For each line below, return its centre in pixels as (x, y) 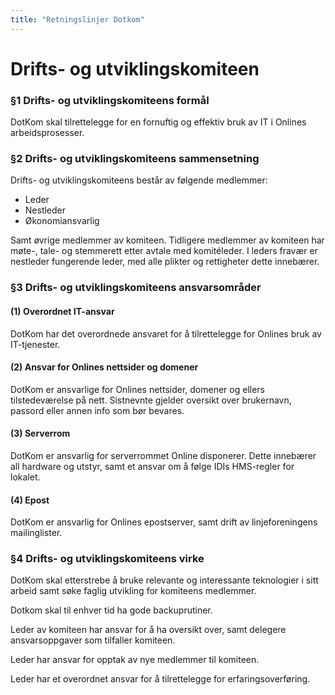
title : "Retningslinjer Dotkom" (77, 19)
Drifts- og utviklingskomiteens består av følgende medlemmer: (139, 180)
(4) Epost (30, 500)
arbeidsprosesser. (47, 133)
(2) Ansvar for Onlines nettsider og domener (104, 367)
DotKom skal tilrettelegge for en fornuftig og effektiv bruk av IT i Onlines (158, 122)
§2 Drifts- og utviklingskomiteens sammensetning (135, 159)
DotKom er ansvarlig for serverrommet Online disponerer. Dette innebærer (163, 455)
